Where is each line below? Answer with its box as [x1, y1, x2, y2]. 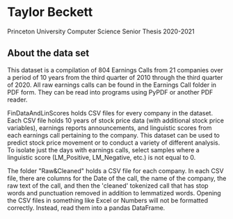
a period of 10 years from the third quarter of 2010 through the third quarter [7, 73, 223, 81]
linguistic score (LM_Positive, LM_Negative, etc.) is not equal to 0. [7, 153, 196, 161]
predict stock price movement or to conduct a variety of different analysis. [7, 138, 220, 147]
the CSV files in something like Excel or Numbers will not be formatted [7, 196, 209, 204]
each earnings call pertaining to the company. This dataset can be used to [7, 131, 220, 139]
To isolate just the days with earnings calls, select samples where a [7, 145, 200, 154]
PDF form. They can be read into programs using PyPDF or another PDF [7, 88, 214, 96]
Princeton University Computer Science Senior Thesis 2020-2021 [7, 27, 195, 35]
